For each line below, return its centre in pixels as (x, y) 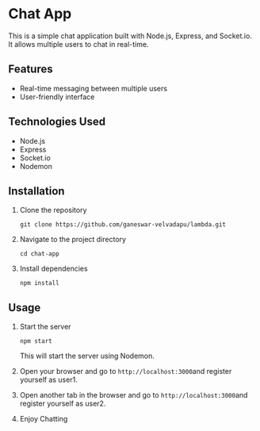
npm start (36, 341)
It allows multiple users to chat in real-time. (78, 44)
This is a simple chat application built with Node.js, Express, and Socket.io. (130, 36)
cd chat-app (39, 254)
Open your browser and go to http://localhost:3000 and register (126, 371)
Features (31, 69)
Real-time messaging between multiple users (94, 88)
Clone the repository (53, 210)
